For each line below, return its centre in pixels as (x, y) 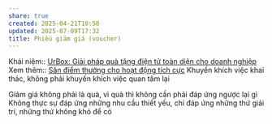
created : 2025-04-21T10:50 (54, 24)
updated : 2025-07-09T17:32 (54, 31)
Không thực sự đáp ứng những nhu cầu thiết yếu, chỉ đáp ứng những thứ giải (136, 103)
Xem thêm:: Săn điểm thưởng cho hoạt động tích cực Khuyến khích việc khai (136, 71)
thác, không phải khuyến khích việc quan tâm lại (89, 79)
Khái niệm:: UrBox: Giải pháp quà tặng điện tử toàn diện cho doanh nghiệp (133, 62)
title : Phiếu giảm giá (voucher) (65, 38)
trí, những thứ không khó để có (60, 112)
